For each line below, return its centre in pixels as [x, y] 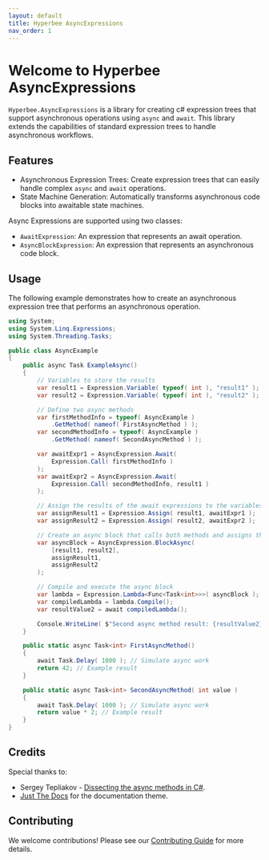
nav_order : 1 [30, 30]
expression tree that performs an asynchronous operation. [104, 306]
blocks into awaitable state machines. [82, 205]
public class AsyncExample [53, 351]
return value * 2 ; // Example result [100, 712]
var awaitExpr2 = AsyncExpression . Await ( [107, 477]
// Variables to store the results [96, 381]
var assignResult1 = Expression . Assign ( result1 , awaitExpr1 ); [147, 513]
